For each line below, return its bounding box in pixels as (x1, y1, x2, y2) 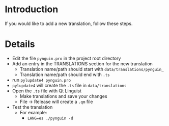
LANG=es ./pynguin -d (27, 116, 73, 121)
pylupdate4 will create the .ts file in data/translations (12, 82, 127, 88)
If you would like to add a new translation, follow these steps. (5, 20, 133, 27)
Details (5, 38, 35, 50)
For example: (19, 109, 47, 115)
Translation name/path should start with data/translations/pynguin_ (19, 66, 164, 72)
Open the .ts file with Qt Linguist (12, 88, 82, 94)
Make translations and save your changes (19, 93, 107, 99)
